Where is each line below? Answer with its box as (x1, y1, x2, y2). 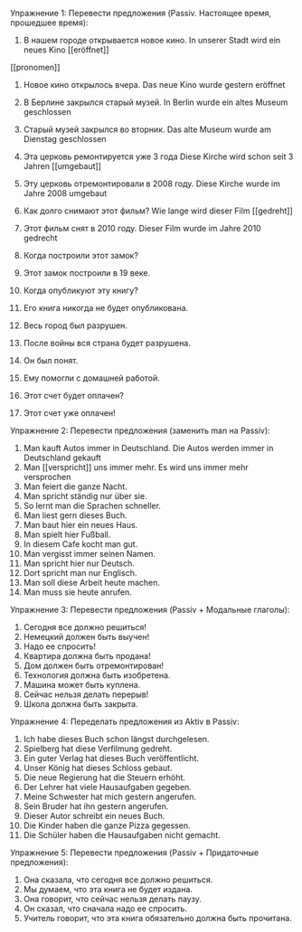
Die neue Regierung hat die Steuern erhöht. (23, 772, 186, 783)
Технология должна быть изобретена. (23, 670, 171, 681)
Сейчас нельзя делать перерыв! (23, 689, 149, 700)
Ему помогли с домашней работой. (23, 372, 161, 383)
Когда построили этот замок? (23, 250, 139, 260)
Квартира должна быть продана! (23, 651, 152, 661)
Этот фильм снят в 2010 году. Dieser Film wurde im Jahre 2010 (23, 223, 261, 233)
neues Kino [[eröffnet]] (23, 44, 109, 55)
